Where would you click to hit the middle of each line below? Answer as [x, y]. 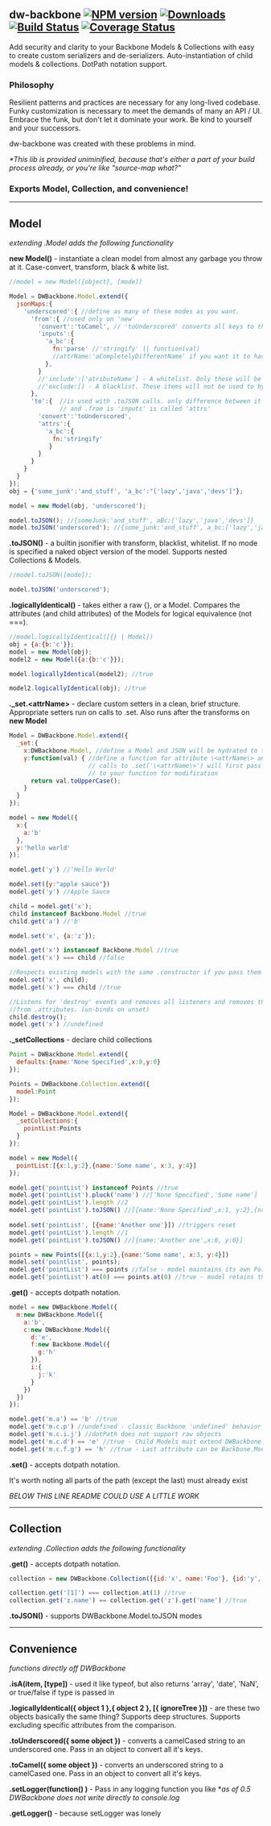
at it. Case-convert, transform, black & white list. [89, 268]
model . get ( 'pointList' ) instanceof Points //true [94, 1188]
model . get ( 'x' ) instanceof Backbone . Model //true [94, 950]
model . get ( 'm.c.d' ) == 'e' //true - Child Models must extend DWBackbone [135, 1442]
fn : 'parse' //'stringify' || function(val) [126, 349]
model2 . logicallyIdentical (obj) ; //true [78, 689]
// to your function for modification [153, 773]
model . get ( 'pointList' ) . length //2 [69, 1203]
